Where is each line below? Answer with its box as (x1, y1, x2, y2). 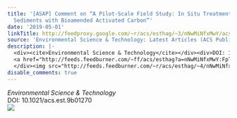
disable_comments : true (7, 69, 78, 76)
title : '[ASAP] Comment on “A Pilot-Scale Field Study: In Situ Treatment (7, 10, 232, 18)
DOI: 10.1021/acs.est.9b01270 (7, 96, 92, 104)
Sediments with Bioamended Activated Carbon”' (13, 17, 153, 24)
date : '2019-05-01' (7, 23, 65, 30)
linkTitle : (7, 29, 39, 37)
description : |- (7, 43, 55, 50)
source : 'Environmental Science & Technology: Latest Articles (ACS (7, 37, 213, 44)
